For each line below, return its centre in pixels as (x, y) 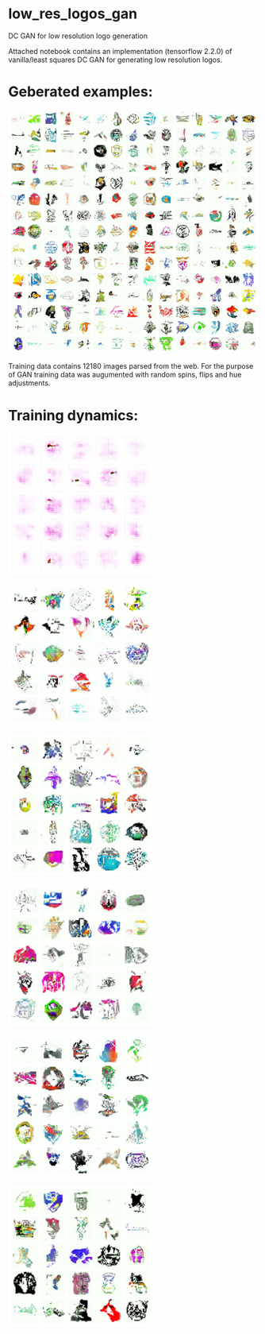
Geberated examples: (81, 92)
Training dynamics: (73, 415)
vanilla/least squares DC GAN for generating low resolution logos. (115, 60)
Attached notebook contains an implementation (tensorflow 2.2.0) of (120, 51)
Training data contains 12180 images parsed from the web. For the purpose (131, 366)
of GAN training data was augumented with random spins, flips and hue (125, 375)
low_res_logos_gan (73, 14)
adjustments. (29, 383)
